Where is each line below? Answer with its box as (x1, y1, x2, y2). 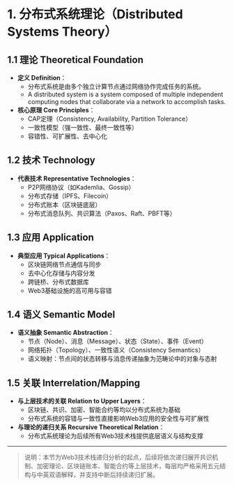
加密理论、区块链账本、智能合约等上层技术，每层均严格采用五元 (36, 462, 220, 470)
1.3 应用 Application (7, 232, 94, 244)
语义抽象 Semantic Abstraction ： (17, 329, 115, 337)
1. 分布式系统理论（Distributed (7, 6, 183, 22)
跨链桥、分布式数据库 (27, 277, 89, 286)
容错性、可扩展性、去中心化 (27, 132, 108, 140)
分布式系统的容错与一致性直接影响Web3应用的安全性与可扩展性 (27, 415, 210, 423)
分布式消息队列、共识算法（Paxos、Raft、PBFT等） (27, 209, 176, 217)
